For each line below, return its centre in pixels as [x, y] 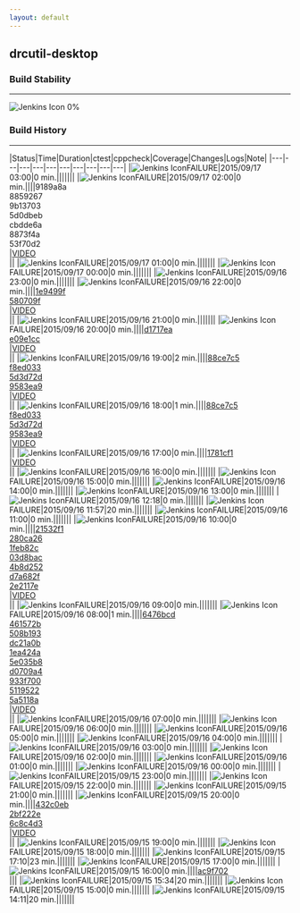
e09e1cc [25, 338]
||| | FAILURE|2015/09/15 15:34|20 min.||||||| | [118, 880]
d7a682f [25, 576]
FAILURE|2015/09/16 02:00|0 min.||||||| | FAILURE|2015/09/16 [148, 757]
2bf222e [25, 814]
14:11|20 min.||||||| [42, 899]
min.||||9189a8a [38, 186]
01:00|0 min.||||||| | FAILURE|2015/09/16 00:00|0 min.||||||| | [145, 766]
